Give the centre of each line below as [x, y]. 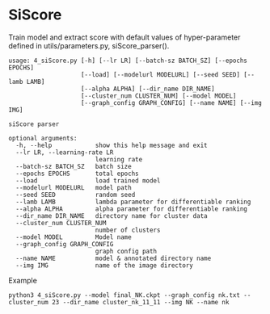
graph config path [126, 251]
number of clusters [128, 230]
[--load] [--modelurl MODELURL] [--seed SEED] [160, 74]
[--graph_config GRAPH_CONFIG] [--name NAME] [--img [171, 103]
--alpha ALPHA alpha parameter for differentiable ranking [132, 209]
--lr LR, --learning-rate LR [65, 152]
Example [23, 280]
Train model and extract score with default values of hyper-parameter [124, 37]
